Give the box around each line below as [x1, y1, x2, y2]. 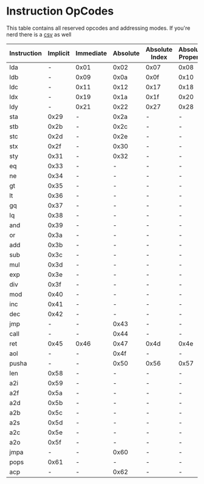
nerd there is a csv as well [6, 30, 72, 38]
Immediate [75, 49, 107, 57]
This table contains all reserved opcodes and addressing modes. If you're [6, 24, 191, 32]
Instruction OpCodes [6, 4, 114, 18]
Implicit [47, 49, 70, 57]
